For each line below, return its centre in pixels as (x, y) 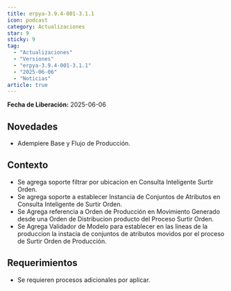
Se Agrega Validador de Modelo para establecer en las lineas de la (112, 226)
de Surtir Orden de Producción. (62, 241)
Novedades (33, 126)
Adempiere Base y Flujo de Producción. (74, 143)
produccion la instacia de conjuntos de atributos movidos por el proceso (121, 233)
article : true (28, 85)
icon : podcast (28, 20)
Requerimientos (42, 263)
